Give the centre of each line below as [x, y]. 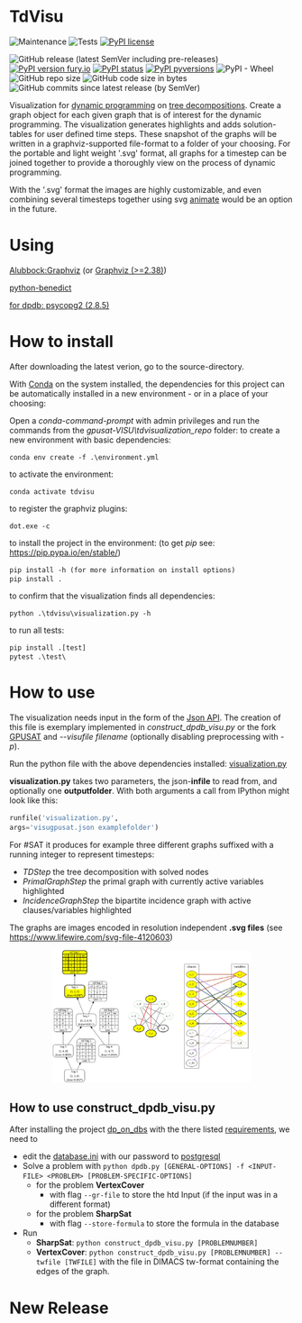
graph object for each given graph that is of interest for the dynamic [136, 114]
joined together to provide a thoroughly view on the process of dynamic [143, 162]
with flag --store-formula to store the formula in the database [164, 1224]
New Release [59, 1308]
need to [23, 1139]
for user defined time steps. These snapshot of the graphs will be [156, 133]
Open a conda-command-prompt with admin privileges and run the [134, 420]
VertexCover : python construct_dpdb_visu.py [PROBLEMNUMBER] [153, 1252]
